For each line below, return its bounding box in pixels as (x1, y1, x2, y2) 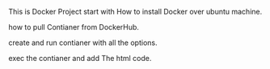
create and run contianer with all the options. (8, 38, 158, 47)
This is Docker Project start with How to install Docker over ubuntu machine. (8, 7, 263, 16)
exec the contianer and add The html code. (8, 54, 152, 63)
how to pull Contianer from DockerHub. (8, 22, 140, 31)
